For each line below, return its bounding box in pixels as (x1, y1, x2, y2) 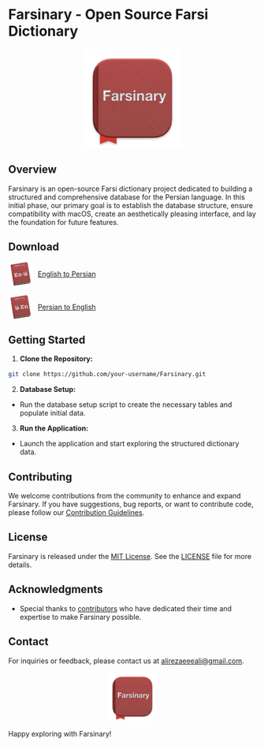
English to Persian (38, 270, 96, 279)
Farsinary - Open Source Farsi (8, 6, 209, 24)
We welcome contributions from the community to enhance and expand (8, 491, 242, 501)
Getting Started (8, 333, 86, 346)
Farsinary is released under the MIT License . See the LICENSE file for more (8, 551, 252, 561)
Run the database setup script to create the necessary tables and (19, 400, 232, 409)
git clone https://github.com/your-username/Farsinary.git (8, 371, 206, 379)
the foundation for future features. (8, 217, 119, 226)
